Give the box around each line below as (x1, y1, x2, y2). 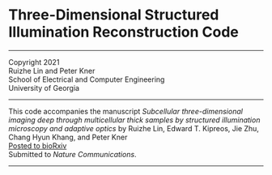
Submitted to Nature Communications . (8, 149, 137, 159)
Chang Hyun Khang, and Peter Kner (8, 132, 128, 142)
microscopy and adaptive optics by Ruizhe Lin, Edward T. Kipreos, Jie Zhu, (8, 123, 259, 133)
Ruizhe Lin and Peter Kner (8, 66, 96, 75)
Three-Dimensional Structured (8, 6, 219, 24)
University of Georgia (8, 83, 79, 92)
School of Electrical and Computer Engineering (8, 75, 165, 84)
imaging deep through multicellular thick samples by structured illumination (8, 115, 261, 125)
